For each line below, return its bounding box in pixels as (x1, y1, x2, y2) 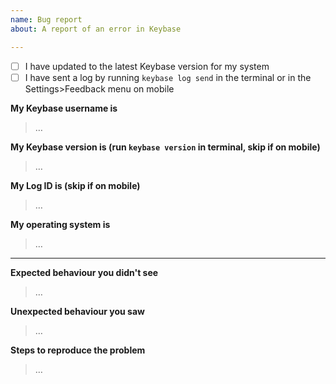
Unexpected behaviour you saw (10, 305, 145, 317)
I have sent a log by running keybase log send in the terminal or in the (24, 71, 312, 83)
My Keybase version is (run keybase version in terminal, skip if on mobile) (10, 141, 321, 153)
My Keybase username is (10, 102, 118, 114)
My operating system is (10, 218, 111, 230)
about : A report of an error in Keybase (10, 24, 182, 34)
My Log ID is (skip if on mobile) (10, 179, 141, 191)
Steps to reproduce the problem (10, 344, 146, 356)
